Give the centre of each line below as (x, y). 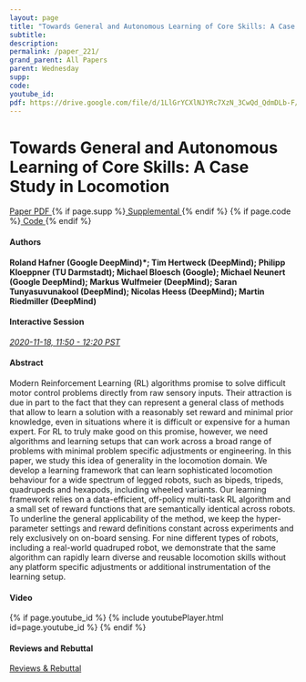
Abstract (26, 363)
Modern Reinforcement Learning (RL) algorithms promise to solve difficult (148, 382)
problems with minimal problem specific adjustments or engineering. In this (150, 451)
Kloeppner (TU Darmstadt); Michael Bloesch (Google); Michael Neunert (148, 272)
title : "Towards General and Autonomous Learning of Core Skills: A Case (153, 26)
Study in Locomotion (90, 186)
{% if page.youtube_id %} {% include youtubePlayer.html (117, 618)
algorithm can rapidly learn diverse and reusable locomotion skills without (148, 557)
